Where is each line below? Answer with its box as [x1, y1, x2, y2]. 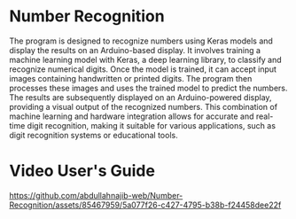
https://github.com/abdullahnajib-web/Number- [9, 190, 183, 200]
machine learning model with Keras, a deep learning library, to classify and [9, 54, 282, 65]
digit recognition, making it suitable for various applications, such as [27, 120, 277, 130]
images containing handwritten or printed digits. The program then [9, 73, 253, 83]
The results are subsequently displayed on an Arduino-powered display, [9, 91, 272, 103]
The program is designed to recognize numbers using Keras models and [9, 35, 273, 46]
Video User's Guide [9, 161, 155, 181]
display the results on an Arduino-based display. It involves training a [9, 44, 261, 55]
